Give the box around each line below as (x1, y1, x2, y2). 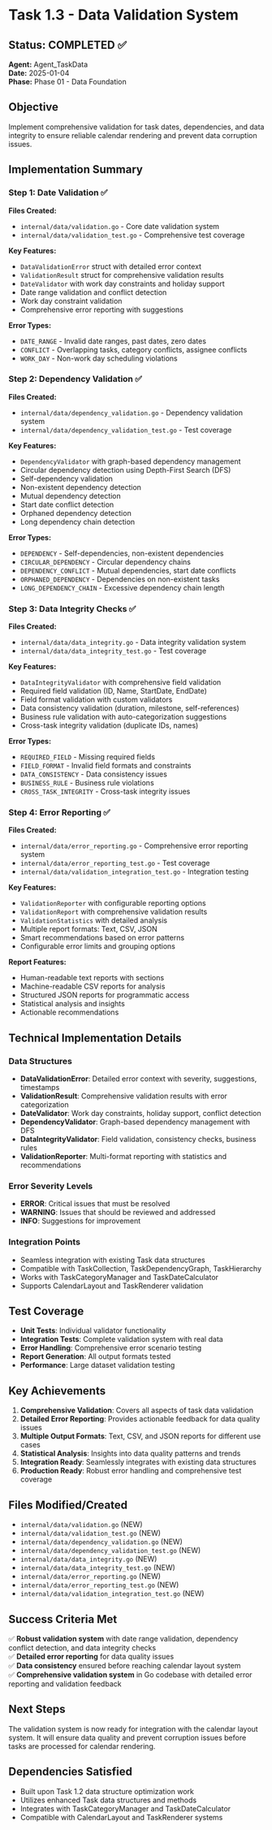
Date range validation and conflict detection (19, 287, 167, 297)
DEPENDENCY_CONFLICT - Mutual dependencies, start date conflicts (19, 565, 237, 575)
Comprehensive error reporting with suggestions (19, 305, 184, 314)
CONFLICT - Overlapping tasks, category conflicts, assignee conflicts (19, 344, 248, 354)
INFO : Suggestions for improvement (19, 1216, 141, 1226)
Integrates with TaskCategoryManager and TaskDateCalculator (19, 1803, 231, 1813)
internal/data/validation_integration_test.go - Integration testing (19, 867, 249, 876)
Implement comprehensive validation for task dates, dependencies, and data (8, 122, 265, 132)
